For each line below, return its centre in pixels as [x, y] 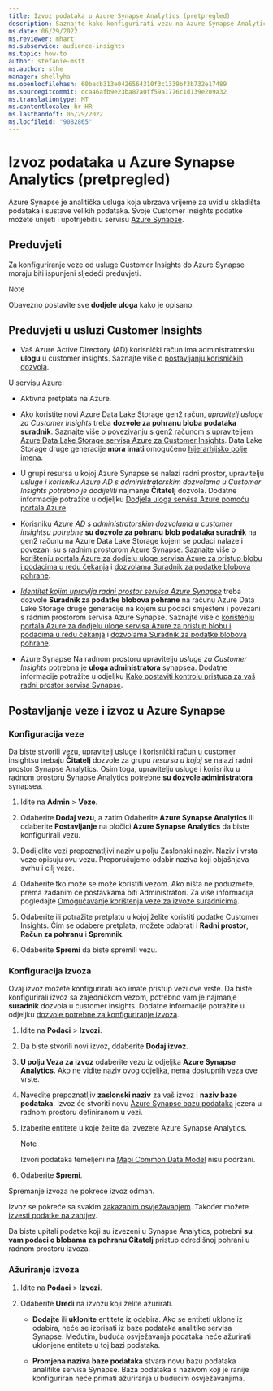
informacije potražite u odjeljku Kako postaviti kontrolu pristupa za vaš [138, 676]
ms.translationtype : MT [49, 99]
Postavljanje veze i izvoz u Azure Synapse [117, 710]
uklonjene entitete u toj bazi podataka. [96, 1345]
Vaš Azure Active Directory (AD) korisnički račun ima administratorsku [137, 350]
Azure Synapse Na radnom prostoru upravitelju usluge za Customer [134, 659]
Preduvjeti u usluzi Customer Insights [106, 330]
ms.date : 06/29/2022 [43, 31]
